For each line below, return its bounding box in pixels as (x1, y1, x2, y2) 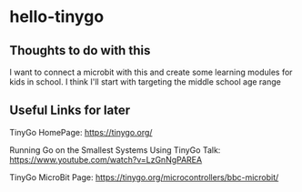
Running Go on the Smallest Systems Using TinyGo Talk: (9, 144, 221, 156)
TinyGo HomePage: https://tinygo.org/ (9, 126, 153, 137)
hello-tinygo (9, 6, 105, 27)
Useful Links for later (9, 103, 131, 118)
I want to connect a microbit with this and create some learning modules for (9, 66, 293, 77)
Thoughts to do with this (9, 43, 151, 58)
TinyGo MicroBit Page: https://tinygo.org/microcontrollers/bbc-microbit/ (9, 171, 279, 183)
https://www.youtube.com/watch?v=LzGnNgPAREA (9, 154, 203, 165)
